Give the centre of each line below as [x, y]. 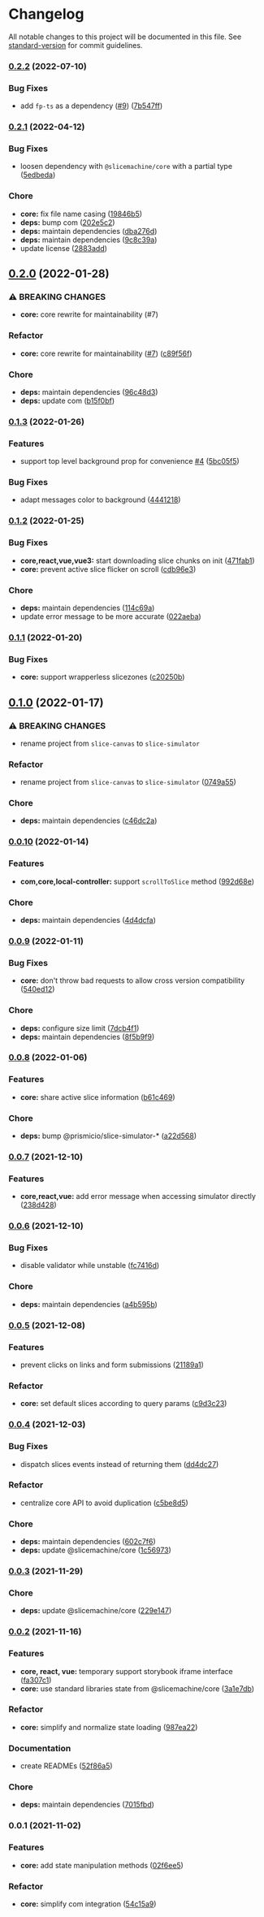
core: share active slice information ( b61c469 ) [97, 1097]
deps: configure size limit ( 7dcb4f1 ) [80, 1028]
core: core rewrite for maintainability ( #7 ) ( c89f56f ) [106, 353]
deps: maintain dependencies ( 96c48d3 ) [89, 392]
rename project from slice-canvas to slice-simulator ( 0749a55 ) [128, 782]
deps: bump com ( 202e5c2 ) [67, 222]
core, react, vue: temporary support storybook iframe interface [126, 1671]
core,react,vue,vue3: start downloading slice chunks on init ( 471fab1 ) [137, 560]
